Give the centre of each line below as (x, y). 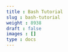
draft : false (24, 28)
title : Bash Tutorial (35, 12)
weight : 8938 (24, 23)
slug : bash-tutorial (33, 17)
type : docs (21, 39)
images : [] (21, 34)
